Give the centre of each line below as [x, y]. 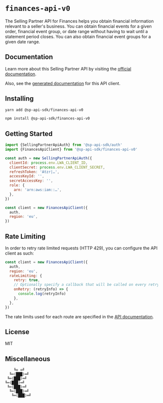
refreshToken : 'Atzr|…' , [34, 172]
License [17, 332]
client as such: [19, 253]
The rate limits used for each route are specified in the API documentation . [80, 316]
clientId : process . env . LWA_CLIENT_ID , [49, 163]
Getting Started [29, 133]
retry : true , [27, 280]
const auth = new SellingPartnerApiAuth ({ [49, 158]
